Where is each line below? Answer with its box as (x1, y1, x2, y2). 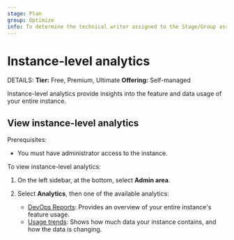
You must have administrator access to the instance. (17, 149, 169, 157)
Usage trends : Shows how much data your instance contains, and (27, 218, 217, 226)
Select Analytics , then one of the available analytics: (17, 189, 169, 198)
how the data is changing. (27, 225, 102, 234)
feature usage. (27, 210, 70, 219)
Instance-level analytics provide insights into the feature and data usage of (7, 90, 222, 98)
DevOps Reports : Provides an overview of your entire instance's (27, 203, 212, 211)
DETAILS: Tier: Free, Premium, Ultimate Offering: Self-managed (7, 76, 192, 84)
